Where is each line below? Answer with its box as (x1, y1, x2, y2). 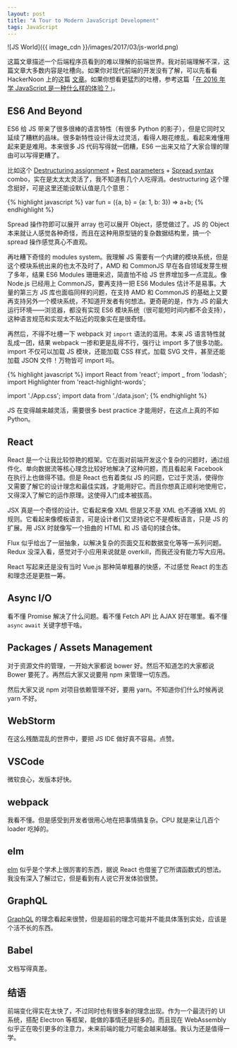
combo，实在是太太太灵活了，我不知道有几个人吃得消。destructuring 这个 (7, 175, 224, 184)
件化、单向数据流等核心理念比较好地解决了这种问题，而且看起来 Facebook (7, 465, 224, 472)
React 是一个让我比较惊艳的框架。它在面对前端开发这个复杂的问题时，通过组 (7, 455, 230, 464)
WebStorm (7, 715, 56, 727)
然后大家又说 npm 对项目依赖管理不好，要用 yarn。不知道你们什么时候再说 (7, 685, 224, 694)
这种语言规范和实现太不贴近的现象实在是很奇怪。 (7, 315, 150, 323)
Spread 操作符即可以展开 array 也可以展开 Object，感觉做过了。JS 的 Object (7, 220, 229, 228)
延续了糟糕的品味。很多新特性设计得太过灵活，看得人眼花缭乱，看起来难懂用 (7, 134, 230, 142)
